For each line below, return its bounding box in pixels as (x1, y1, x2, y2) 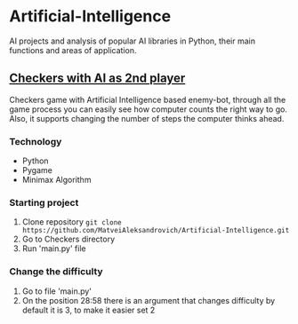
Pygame (21, 165, 53, 176)
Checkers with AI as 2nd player (9, 71, 186, 86)
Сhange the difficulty (9, 265, 104, 278)
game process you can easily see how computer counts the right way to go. (9, 104, 287, 115)
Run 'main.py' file (21, 243, 86, 254)
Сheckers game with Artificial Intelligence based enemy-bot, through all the (9, 94, 286, 105)
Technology (9, 135, 62, 147)
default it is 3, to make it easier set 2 (21, 304, 156, 315)
